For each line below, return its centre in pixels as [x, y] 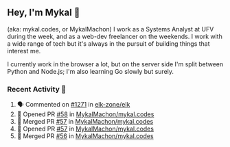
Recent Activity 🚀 [37, 89]
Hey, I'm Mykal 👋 [44, 13]
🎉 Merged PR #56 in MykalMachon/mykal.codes [85, 136]
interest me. [24, 51]
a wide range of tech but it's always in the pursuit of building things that [109, 43]
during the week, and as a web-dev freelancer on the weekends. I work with [115, 36]
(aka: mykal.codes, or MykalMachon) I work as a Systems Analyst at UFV [111, 29]
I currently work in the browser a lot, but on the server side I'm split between [115, 64]
